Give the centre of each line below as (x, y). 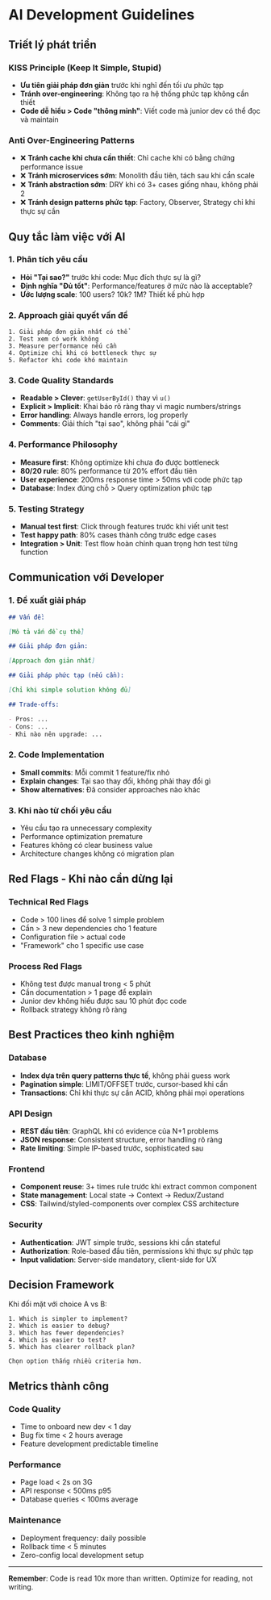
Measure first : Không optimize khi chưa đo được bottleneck (120, 462)
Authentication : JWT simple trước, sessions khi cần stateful (120, 1242)
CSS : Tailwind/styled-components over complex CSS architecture (129, 1204)
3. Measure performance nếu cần (63, 346)
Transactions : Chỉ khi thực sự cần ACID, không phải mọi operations (132, 1092)
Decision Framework (61, 1285)
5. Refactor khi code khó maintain (68, 361)
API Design (30, 1113)
